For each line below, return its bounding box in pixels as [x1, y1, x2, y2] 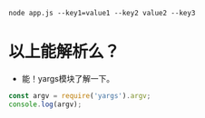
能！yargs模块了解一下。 [21, 73, 115, 84]
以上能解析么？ [8, 42, 121, 63]
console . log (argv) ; [8, 100, 83, 109]
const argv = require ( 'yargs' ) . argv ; [8, 91, 151, 100]
